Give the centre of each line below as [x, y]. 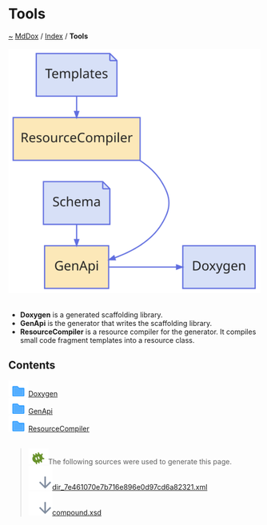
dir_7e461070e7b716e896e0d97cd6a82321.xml [130, 487]
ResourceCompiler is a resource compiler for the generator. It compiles [138, 332]
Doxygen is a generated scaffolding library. [91, 314]
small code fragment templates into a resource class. [107, 340]
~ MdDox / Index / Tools [48, 36]
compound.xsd [77, 512]
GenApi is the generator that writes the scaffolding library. [116, 323]
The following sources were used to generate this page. [139, 461]
